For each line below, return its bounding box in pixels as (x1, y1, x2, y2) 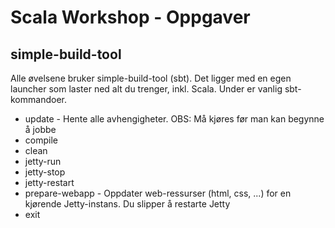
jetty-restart (24, 177, 75, 188)
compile (24, 134, 58, 146)
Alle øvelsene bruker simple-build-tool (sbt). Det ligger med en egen (10, 72, 292, 84)
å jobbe (24, 124, 57, 135)
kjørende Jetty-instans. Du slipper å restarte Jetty (24, 198, 231, 210)
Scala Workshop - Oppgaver (10, 6, 251, 29)
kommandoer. (10, 94, 67, 105)
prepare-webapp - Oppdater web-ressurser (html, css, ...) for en (24, 187, 292, 199)
